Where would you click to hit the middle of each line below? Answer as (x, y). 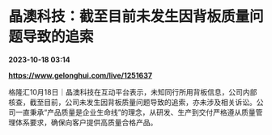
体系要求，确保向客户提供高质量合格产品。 (86, 122)
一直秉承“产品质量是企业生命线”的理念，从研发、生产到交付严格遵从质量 (136, 112)
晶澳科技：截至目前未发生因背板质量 (129, 17)
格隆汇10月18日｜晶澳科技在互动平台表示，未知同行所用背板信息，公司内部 (133, 92)
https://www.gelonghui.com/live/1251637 (80, 75)
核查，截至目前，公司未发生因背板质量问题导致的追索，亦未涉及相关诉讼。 (132, 102)
